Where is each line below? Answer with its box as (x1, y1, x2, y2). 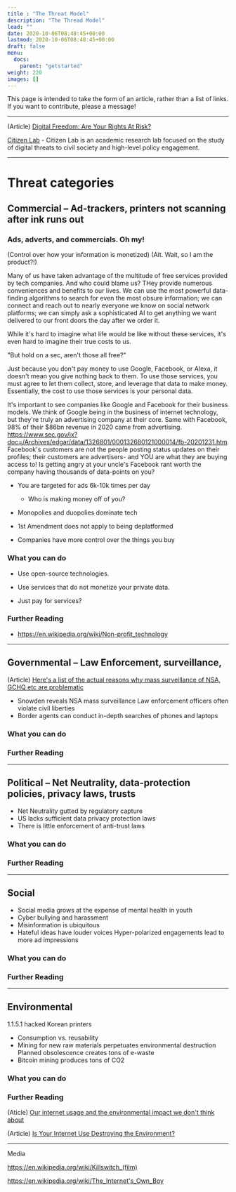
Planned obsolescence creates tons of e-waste (17, 1048, 155, 1057)
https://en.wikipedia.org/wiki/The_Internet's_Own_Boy (7, 1177, 164, 1185)
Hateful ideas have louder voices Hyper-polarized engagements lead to (17, 928, 225, 936)
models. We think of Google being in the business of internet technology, (7, 408, 218, 416)
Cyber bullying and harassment (17, 913, 109, 922)
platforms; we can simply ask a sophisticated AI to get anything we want (7, 309, 217, 317)
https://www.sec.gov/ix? (7, 430, 78, 439)
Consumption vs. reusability (17, 1033, 99, 1042)
